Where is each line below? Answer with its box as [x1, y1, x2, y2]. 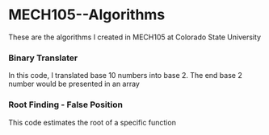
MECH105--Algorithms [8, 6, 166, 24]
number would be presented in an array [8, 79, 140, 89]
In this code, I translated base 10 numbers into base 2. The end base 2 [8, 71, 242, 80]
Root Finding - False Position [8, 99, 124, 110]
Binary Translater [8, 52, 78, 63]
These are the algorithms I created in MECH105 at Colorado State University [8, 32, 261, 42]
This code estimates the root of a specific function [8, 117, 176, 127]
